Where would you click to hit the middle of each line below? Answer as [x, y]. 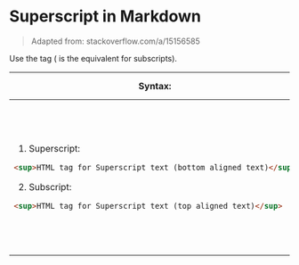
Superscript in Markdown [105, 17]
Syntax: [155, 86]
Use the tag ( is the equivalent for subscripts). [93, 58]
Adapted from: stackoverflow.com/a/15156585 [115, 41]
